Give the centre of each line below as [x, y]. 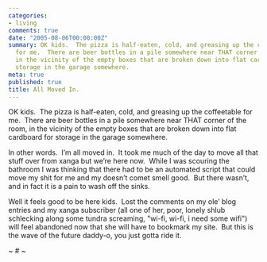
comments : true [33, 30]
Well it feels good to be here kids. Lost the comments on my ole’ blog [122, 202]
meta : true [26, 75]
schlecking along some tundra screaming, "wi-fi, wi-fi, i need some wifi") [128, 218]
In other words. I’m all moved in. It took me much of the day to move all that [133, 152]
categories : [28, 15]
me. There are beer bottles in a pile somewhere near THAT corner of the [128, 121]
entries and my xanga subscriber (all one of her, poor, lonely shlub [117, 210]
